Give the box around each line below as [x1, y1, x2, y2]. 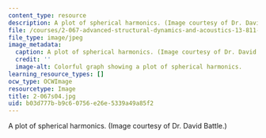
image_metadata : [8, 41, 62, 49]
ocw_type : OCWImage [8, 77, 73, 85]
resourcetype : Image [8, 84, 77, 93]
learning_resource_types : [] [8, 70, 104, 78]
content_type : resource [8, 11, 87, 20]
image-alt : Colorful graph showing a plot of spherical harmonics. [15, 63, 243, 71]
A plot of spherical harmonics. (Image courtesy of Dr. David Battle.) [8, 121, 227, 131]
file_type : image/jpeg [8, 33, 83, 42]
